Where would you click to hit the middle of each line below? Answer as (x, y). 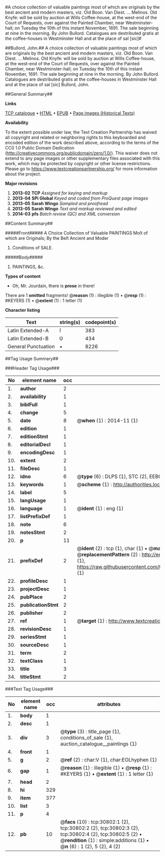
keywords (32, 485)
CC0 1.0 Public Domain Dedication (40, 148)
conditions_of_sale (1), (86, 738)
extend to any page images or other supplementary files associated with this (82, 158)
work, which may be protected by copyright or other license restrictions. (78, 163)
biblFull (29, 404)
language (31, 508)
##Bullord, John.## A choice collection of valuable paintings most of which (81, 48)
